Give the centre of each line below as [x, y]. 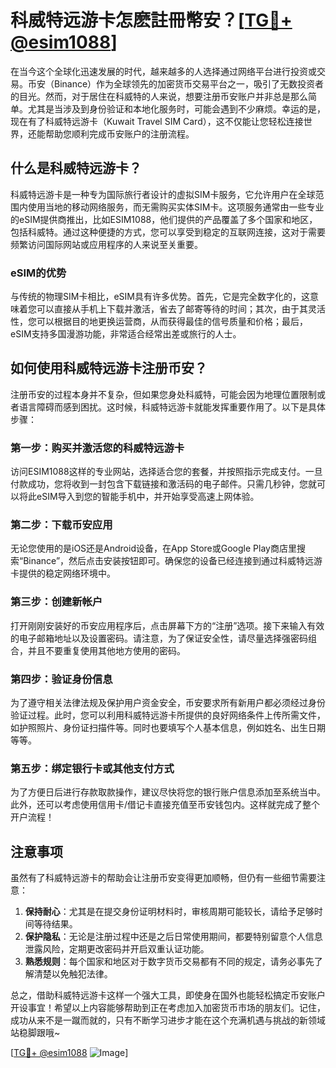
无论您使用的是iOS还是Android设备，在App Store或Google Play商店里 [153, 548]
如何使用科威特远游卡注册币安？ [109, 368]
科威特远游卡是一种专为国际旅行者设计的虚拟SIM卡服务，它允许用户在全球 [163, 194]
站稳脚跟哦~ [35, 1033]
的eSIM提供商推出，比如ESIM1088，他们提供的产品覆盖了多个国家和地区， [164, 219]
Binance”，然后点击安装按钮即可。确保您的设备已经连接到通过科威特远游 [173, 561]
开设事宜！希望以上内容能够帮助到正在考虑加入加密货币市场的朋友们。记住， [168, 1008]
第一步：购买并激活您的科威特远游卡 [97, 448]
